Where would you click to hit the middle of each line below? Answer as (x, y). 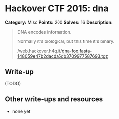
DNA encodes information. (44, 32)
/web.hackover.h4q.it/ (40, 51)
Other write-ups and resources (54, 99)
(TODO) (13, 83)
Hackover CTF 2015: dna (57, 9)
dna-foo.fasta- (77, 51)
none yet (21, 111)
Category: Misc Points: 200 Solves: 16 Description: (59, 22)
